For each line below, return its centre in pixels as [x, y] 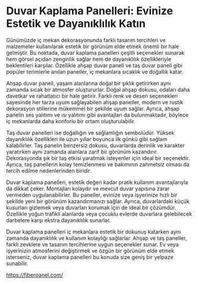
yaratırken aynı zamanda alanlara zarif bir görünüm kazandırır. [82, 152]
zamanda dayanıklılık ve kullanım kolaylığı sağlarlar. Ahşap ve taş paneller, [97, 238]
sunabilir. [17, 263]
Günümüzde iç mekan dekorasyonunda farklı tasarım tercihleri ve [86, 40]
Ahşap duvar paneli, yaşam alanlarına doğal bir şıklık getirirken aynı [89, 83]
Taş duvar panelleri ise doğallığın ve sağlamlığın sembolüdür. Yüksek [90, 133]
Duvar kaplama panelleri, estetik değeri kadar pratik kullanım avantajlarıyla [97, 182]
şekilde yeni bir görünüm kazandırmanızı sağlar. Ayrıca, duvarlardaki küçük [98, 201]
